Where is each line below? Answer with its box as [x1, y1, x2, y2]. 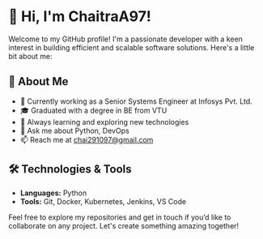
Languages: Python [19, 188, 87, 198]
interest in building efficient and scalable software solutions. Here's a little [8, 42, 255, 52]
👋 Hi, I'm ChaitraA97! [8, 7, 151, 26]
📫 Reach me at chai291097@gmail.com [19, 134, 154, 144]
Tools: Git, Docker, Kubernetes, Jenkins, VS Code [19, 196, 187, 206]
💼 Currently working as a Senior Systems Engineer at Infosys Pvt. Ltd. [19, 96, 252, 106]
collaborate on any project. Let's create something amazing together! [8, 220, 240, 230]
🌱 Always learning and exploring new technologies [19, 117, 189, 126]
